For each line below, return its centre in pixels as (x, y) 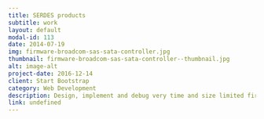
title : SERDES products (47, 15)
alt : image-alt (33, 67)
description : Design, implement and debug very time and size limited (126, 96)
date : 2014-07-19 (37, 45)
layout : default (35, 30)
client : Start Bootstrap (49, 81)
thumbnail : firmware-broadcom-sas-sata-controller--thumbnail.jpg (119, 59)
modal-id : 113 (31, 37)
